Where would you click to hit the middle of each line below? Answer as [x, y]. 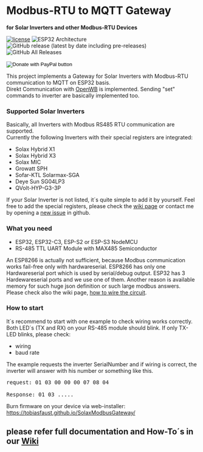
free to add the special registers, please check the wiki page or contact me [100, 206]
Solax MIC [28, 162]
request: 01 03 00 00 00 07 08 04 [58, 382]
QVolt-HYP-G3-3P [38, 188]
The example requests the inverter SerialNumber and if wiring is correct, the [102, 364]
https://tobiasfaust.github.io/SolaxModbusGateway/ [71, 412]
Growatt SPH [31, 169]
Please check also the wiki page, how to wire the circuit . [77, 292]
